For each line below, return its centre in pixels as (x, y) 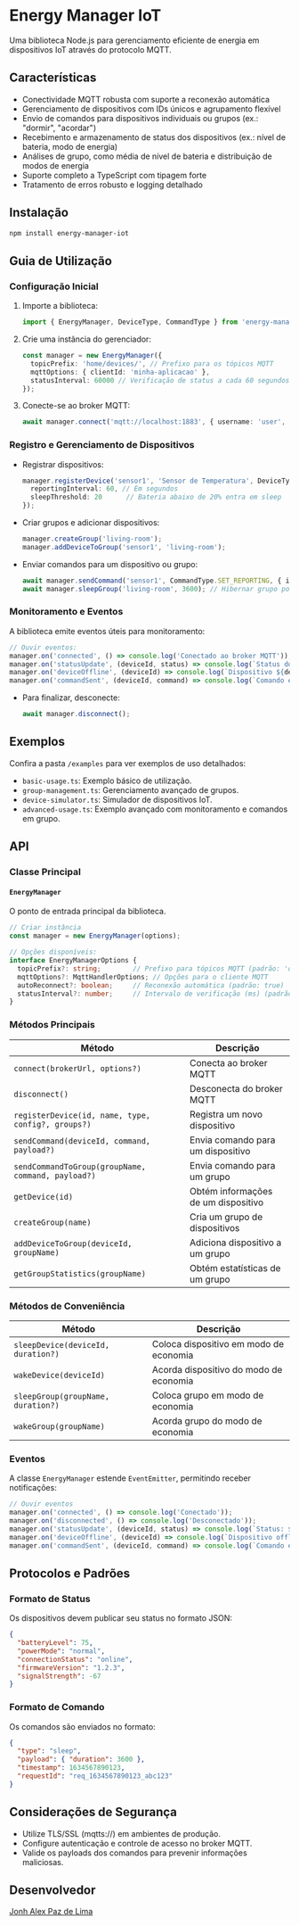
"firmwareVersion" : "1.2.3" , (71, 1668)
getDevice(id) (44, 1197)
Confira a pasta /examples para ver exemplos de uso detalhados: (128, 763)
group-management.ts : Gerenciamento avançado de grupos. (130, 789)
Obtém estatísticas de (235, 1268)
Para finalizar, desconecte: (71, 698)
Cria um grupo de (226, 1217)
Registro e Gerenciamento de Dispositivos (102, 445)
